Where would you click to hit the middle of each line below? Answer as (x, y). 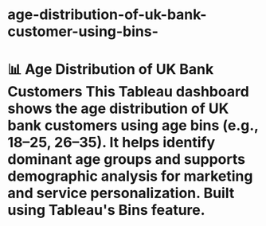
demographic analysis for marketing (130, 176)
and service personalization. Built (121, 193)
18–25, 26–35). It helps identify (111, 143)
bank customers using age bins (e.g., (133, 126)
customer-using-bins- (83, 31)
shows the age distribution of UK (118, 109)
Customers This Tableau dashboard (129, 92)
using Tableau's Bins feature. (106, 210)
